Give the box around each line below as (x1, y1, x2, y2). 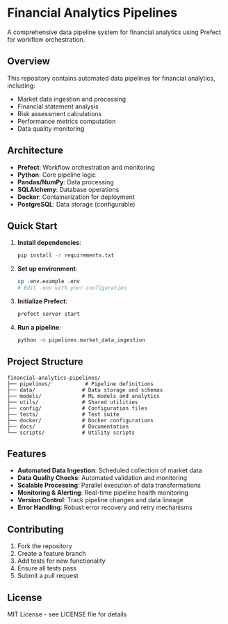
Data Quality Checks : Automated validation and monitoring (17, 474, 188, 482)
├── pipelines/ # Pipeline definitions (7, 381, 154, 387)
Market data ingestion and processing (17, 95, 127, 103)
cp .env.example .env (17, 278, 80, 285)
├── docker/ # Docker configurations (7, 417, 154, 424)
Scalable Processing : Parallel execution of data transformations (17, 481, 202, 490)
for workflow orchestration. (7, 35, 85, 43)
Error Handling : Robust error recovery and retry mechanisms (17, 503, 193, 512)
